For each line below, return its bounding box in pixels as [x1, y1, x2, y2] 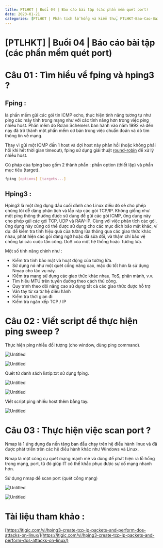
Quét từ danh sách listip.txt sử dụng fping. [5, 370, 89, 376]
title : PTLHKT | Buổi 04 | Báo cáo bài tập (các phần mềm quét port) [5, 7, 149, 12]
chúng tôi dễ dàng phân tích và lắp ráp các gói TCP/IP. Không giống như [5, 208, 150, 214]
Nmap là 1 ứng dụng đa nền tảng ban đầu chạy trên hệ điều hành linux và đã [5, 441, 158, 447]
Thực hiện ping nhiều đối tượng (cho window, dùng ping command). [5, 342, 141, 348]
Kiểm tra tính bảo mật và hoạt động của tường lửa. [12, 258, 113, 264]
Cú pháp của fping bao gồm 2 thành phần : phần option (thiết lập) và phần [5, 162, 154, 167]
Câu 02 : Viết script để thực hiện [5, 316, 138, 327]
